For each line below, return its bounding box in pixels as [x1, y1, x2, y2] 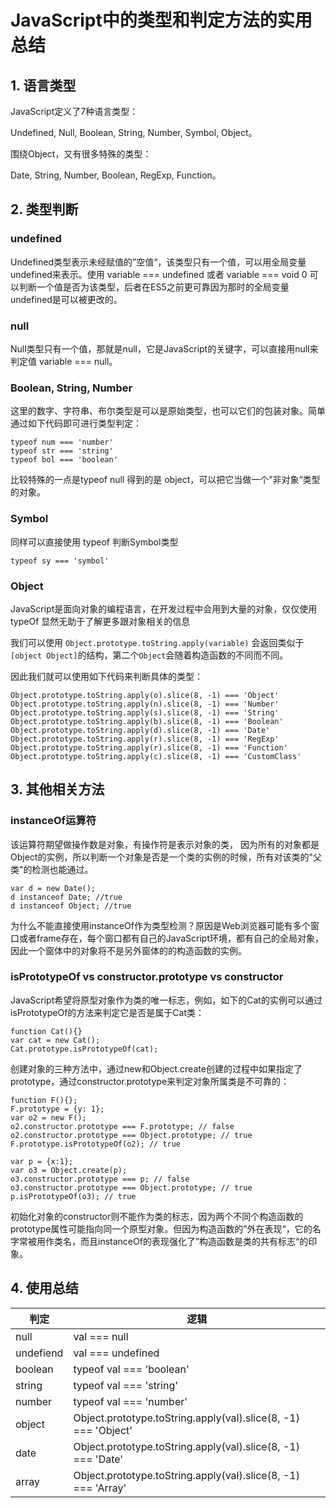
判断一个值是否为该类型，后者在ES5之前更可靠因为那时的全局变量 [18, 281, 290, 293]
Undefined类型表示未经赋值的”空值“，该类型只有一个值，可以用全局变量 [10, 256, 307, 268]
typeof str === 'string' [10, 446, 114, 456]
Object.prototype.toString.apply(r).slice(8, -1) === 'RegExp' [10, 734, 280, 744]
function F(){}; [10, 1095, 78, 1105]
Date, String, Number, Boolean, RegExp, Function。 [10, 169, 222, 181]
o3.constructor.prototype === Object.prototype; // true [10, 1182, 253, 1193]
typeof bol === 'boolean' [10, 455, 118, 465]
